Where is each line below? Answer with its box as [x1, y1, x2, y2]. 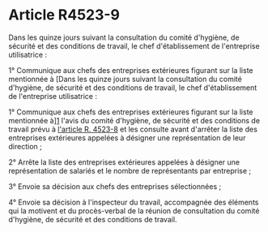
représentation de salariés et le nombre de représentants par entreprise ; [8, 165, 252, 175]
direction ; [8, 141, 42, 151]
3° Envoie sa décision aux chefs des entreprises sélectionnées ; [8, 181, 222, 191]
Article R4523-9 [8, 6, 120, 24]
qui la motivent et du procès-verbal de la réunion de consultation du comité [8, 205, 260, 216]
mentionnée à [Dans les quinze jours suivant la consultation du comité [8, 74, 243, 84]
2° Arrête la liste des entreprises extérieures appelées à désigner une [8, 157, 240, 167]
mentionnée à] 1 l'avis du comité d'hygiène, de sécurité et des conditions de [8, 115, 261, 125]
